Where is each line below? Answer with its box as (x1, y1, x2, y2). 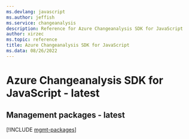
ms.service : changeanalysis (6, 20, 77, 26)
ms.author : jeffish (6, 14, 55, 20)
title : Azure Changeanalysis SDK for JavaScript (6, 43, 130, 49)
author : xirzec (6, 31, 44, 37)
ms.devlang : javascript (6, 8, 66, 15)
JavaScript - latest (6, 86, 100, 99)
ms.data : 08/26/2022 (6, 48, 58, 54)
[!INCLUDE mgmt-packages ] (6, 126, 77, 133)
